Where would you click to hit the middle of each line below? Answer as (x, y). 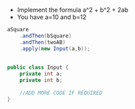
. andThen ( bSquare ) (46, 36)
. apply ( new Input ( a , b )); (55, 48)
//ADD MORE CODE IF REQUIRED (61, 93)
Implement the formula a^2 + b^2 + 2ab (73, 10)
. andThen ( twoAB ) (43, 42)
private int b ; (41, 80)
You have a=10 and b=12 (52, 17)
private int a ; (41, 74)
